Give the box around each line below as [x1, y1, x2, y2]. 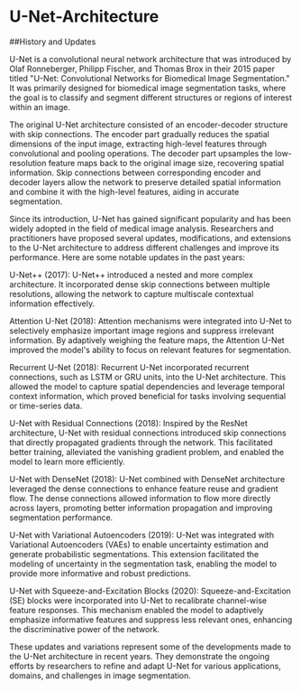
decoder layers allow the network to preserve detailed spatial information [9, 176, 281, 187]
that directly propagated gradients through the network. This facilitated [9, 436, 273, 448]
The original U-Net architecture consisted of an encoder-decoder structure [9, 119, 288, 130]
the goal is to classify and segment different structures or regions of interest [9, 92, 293, 103]
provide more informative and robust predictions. [9, 567, 192, 579]
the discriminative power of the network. [9, 623, 160, 634]
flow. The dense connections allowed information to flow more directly [9, 492, 271, 503]
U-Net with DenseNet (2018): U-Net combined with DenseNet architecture [9, 473, 286, 484]
